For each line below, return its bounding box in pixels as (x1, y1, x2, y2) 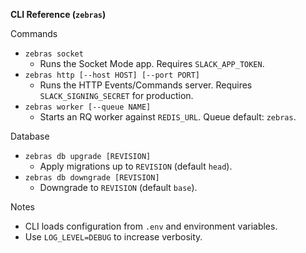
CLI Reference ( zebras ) (10, 9, 107, 20)
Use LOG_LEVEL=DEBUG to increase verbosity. (24, 231, 203, 243)
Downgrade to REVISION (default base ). (39, 182, 198, 193)
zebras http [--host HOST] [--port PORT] (24, 70, 200, 80)
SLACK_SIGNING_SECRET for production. (39, 90, 194, 101)
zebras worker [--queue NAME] (24, 102, 152, 112)
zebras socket (24, 49, 84, 59)
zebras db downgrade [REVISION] (24, 173, 160, 183)
